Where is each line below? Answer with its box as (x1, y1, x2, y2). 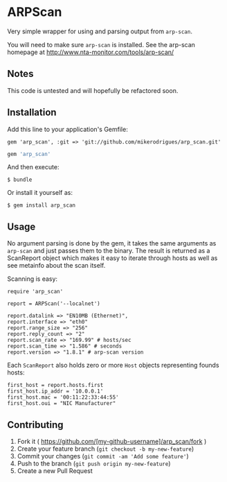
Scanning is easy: (7, 275, 57, 283)
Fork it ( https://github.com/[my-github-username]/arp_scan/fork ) (17, 438, 207, 446)
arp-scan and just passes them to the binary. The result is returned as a (7, 247, 210, 255)
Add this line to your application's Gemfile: (7, 125, 128, 133)
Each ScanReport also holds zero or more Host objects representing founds (7, 361, 219, 370)
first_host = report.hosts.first (7, 382, 104, 389)
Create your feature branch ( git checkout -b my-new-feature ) (17, 445, 194, 453)
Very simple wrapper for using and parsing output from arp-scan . (7, 27, 192, 35)
